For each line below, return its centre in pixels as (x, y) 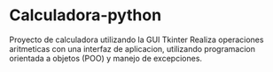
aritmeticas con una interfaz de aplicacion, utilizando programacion (132, 48)
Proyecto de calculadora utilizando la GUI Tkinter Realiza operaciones (136, 40)
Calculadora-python (86, 15)
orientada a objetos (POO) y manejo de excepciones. (105, 58)
